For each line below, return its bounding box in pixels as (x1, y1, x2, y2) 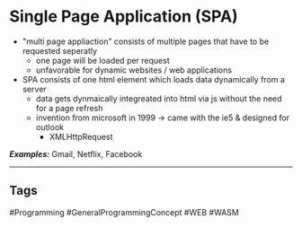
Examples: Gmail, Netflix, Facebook (9, 148, 143, 159)
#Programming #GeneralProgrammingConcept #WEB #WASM (9, 206, 240, 217)
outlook (35, 121, 65, 132)
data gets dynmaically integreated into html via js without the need (35, 92, 282, 104)
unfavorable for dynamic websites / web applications (35, 65, 232, 75)
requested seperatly (22, 45, 97, 56)
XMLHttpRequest (49, 131, 113, 142)
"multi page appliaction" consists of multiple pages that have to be (22, 36, 270, 47)
